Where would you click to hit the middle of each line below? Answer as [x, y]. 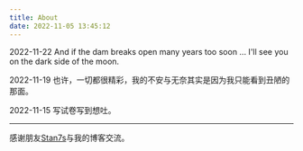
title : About [34, 18]
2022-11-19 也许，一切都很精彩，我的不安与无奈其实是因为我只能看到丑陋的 [150, 80]
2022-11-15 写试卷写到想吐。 [63, 110]
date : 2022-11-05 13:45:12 [60, 26]
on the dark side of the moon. [64, 61]
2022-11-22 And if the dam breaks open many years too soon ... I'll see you [149, 51]
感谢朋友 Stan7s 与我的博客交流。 [69, 138]
